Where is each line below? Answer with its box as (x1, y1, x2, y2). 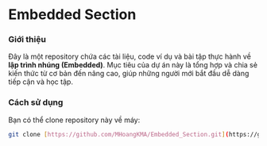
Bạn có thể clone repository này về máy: (8, 115, 141, 125)
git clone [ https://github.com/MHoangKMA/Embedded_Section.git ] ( (8, 130, 229, 138)
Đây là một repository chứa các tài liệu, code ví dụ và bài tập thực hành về (8, 52, 252, 61)
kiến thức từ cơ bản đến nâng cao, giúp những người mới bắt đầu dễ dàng (8, 69, 250, 79)
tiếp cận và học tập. (8, 77, 74, 86)
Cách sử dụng (8, 97, 64, 108)
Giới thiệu (8, 34, 46, 45)
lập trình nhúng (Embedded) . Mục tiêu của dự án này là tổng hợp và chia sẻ (8, 60, 258, 70)
